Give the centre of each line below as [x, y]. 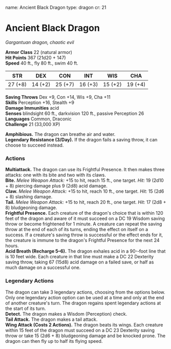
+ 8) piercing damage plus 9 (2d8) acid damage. [56, 186]
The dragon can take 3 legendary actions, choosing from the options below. [85, 292]
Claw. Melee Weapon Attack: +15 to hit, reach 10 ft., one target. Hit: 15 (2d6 [85, 191]
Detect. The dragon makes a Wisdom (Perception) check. [66, 314]
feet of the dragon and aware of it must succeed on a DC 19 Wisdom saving [85, 219]
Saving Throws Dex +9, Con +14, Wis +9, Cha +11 [58, 97]
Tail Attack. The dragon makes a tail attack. [51, 319]
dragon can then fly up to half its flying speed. [54, 341]
